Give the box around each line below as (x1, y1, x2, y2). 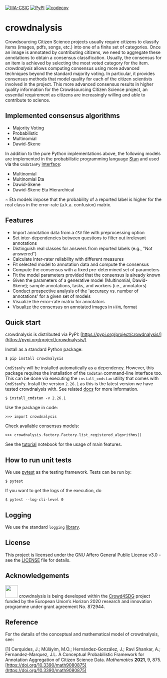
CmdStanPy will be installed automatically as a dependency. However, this (5, 365, 154, 371)
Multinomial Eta (12, 176, 44, 182)
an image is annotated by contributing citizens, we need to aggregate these (5, 49, 161, 55)
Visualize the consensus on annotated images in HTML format (12, 304, 137, 310)
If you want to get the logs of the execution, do (5, 488, 101, 494)
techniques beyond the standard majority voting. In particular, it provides (5, 70, 155, 76)
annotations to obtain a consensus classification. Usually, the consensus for (5, 54, 161, 60)
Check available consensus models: (5, 423, 79, 429)
